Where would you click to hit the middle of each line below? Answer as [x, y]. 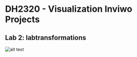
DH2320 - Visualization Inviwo [69, 9]
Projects [23, 19]
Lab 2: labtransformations [46, 38]
